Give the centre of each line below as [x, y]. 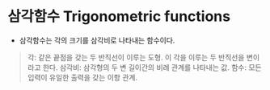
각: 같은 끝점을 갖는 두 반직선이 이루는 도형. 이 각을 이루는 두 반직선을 [136, 57]
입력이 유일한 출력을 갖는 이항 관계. [82, 77]
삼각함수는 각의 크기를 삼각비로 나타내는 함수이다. [97, 40]
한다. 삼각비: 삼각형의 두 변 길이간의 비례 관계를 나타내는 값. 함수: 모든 [152, 67]
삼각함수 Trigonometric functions [119, 16]
